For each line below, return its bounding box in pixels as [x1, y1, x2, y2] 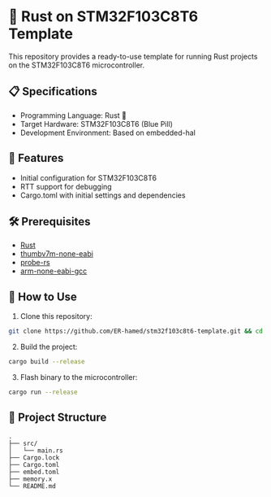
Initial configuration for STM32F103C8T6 [19, 172, 157, 182]
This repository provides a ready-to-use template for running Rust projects [8, 51, 258, 61]
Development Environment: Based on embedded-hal [19, 128, 196, 137]
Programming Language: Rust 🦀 [19, 110, 127, 120]
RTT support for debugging [19, 181, 112, 191]
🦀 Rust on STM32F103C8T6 [8, 7, 199, 26]
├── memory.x [8, 475, 53, 483]
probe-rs [19, 258, 50, 268]
